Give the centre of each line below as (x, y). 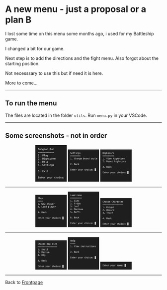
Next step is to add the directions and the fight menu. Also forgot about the (82, 58)
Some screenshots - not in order (56, 136)
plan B (18, 20)
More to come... (21, 83)
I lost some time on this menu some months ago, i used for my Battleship (80, 33)
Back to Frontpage (24, 282)
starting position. (22, 63)
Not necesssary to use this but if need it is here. (54, 73)
